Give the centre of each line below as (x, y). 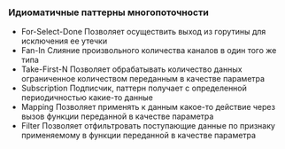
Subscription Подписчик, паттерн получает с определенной (134, 88)
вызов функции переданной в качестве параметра (117, 116)
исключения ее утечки (64, 41)
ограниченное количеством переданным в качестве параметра (143, 79)
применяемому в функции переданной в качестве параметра (139, 136)
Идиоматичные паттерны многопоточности (108, 12)
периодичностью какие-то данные (87, 98)
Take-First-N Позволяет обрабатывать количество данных (131, 69)
